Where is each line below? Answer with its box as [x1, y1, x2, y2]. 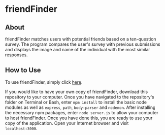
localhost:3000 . [5, 125, 38, 131]
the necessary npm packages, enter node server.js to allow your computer [5, 109, 159, 115]
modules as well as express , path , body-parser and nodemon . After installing [5, 104, 156, 110]
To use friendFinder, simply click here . [5, 79, 83, 85]
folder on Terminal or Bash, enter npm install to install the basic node [5, 99, 147, 105]
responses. [5, 52, 28, 58]
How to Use [5, 66, 41, 74]
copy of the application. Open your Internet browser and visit [5, 120, 129, 126]
